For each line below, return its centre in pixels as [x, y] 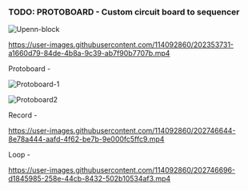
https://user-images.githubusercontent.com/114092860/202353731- [121, 45]
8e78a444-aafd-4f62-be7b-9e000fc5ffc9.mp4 [86, 139]
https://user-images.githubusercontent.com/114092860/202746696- [122, 170]
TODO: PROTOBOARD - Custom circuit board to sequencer [124, 12]
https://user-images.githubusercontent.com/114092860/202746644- [122, 131]
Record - [23, 115]
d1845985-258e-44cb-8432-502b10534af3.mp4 [90, 179]
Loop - [19, 155]
